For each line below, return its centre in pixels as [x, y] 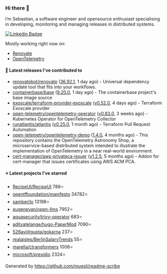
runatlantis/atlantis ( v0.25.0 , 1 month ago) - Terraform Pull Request [81, 124]
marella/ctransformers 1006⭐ [43, 247]
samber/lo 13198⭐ [31, 201]
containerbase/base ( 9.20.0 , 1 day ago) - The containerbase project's [84, 92]
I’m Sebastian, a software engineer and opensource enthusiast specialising [83, 19]
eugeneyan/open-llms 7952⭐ [43, 209]
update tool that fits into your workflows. [54, 87]
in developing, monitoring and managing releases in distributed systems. [80, 24]
